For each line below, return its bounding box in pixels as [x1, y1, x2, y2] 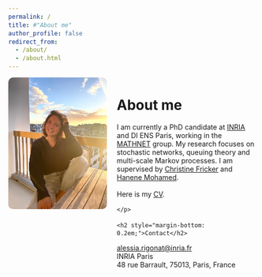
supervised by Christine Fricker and [117, 164, 233, 174]
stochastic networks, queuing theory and [117, 147, 250, 157]
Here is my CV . [117, 189, 165, 199]
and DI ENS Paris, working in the [117, 130, 223, 140]
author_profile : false [8, 29, 83, 37]
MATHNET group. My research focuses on [117, 139, 255, 148]
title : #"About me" [8, 21, 73, 29]
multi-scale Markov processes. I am [117, 155, 234, 165]
